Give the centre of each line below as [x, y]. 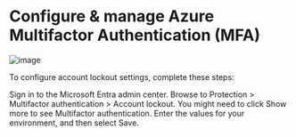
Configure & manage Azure [112, 16]
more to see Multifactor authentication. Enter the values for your [127, 113]
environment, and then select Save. [74, 123]
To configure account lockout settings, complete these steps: [122, 77]
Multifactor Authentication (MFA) [135, 35]
